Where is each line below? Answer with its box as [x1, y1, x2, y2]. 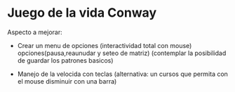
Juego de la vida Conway [7, 5, 157, 21]
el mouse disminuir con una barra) [17, 77, 117, 85]
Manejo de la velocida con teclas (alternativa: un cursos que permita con [17, 70, 228, 78]
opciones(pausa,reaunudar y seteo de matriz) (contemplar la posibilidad [17, 49, 227, 57]
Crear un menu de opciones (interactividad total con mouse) [17, 41, 192, 49]
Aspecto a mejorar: [7, 28, 63, 36]
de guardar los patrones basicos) [17, 56, 114, 64]
